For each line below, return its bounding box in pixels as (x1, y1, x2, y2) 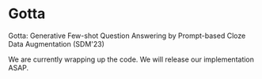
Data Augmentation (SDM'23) (8, 39, 105, 48)
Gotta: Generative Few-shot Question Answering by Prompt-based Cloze (8, 31, 246, 40)
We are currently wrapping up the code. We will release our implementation (8, 55, 255, 64)
